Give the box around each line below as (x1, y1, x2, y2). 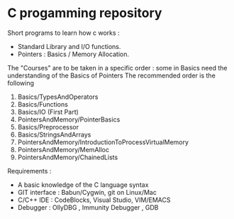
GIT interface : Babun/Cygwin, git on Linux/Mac (17, 188, 157, 196)
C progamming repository (7, 5, 162, 21)
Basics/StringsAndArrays (17, 130, 91, 139)
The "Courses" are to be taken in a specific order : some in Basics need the (7, 63, 228, 72)
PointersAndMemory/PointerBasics (17, 115, 121, 124)
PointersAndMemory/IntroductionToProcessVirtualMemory (17, 137, 189, 146)
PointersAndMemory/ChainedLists (17, 153, 118, 161)
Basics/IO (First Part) (17, 107, 79, 116)
